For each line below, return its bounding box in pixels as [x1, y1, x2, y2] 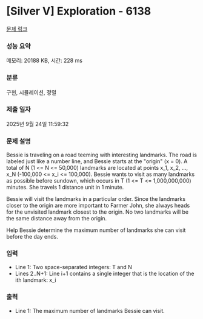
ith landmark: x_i [15, 276, 56, 284]
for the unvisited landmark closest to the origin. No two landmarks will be [6, 208, 189, 216]
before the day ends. [6, 233, 59, 240]
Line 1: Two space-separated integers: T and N [15, 264, 132, 271]
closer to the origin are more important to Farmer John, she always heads [6, 202, 190, 209]
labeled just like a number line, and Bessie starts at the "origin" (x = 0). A [6, 158, 188, 165]
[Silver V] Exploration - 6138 [6, 4, 151, 18]
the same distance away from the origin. [6, 215, 107, 222]
